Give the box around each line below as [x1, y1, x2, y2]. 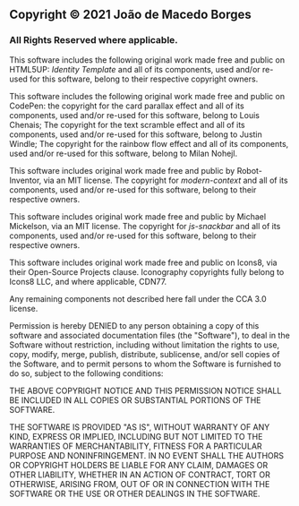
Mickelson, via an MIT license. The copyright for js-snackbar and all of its [9, 220, 281, 231]
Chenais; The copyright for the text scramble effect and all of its [9, 119, 246, 130]
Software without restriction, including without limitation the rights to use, [9, 339, 280, 350]
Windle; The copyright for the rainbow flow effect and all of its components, [9, 138, 289, 149]
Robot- [236, 165, 262, 176]
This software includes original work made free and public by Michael [9, 210, 267, 222]
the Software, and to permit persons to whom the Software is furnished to [9, 358, 282, 369]
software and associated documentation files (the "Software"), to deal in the [9, 330, 291, 340]
